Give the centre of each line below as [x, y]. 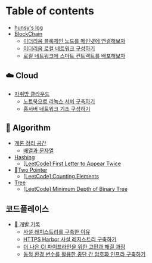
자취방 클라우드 [32, 94]
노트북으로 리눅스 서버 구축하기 [59, 101]
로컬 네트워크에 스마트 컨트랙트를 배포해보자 [74, 55]
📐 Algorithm [28, 128]
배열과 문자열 [38, 150]
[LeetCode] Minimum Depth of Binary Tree [75, 188]
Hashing [24, 157]
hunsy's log [28, 27]
